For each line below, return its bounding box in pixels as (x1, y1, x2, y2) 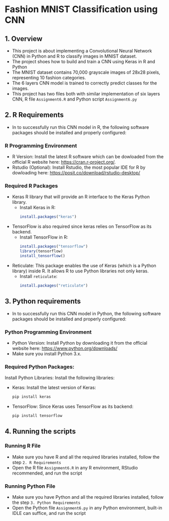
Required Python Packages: (5, 363, 74, 370)
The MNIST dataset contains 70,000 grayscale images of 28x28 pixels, (12, 69, 160, 75)
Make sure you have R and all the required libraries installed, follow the (12, 454, 160, 460)
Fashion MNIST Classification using (5, 4, 158, 15)
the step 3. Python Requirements (12, 499, 80, 505)
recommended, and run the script (12, 470, 82, 476)
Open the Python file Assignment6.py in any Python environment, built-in (12, 504, 162, 511)
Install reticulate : (19, 273, 58, 279)
